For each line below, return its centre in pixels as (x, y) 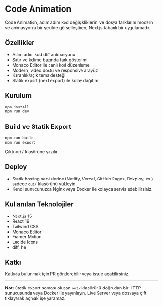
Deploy (16, 167)
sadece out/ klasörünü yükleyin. (44, 184)
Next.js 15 (22, 216)
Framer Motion (27, 236)
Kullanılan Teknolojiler (39, 205)
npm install (17, 107)
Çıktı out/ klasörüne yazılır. (32, 151)
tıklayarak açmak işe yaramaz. (35, 298)
